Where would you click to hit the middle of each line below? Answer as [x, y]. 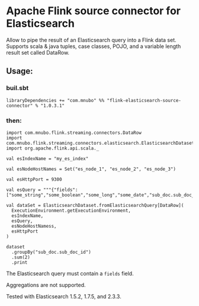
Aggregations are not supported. [46, 285]
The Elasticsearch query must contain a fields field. [70, 273]
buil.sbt [17, 88]
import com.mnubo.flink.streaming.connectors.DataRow [74, 133]
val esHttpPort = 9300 [34, 179]
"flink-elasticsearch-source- [144, 100]
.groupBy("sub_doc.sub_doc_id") [52, 252]
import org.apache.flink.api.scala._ [53, 148]
